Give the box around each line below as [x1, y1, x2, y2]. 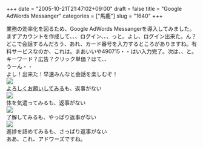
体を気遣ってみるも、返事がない [6, 99, 86, 106]
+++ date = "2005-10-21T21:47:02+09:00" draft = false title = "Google [6, 5, 182, 12]
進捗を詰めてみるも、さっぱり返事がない [6, 128, 107, 135]
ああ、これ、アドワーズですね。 [6, 135, 86, 143]
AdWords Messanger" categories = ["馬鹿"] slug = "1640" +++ [6, 12, 163, 19]
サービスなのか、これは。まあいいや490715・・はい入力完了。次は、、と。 [11, 48, 197, 55]
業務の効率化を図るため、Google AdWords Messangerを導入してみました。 [6, 25, 195, 32]
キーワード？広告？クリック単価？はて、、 [6, 56, 110, 62]
